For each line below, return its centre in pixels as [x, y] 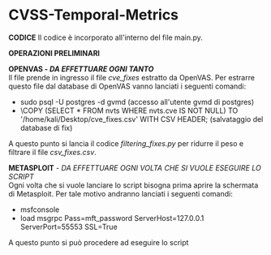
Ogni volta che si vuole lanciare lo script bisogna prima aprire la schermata [133, 185]
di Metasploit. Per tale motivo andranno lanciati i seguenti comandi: [120, 193]
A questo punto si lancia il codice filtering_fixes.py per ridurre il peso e [126, 143]
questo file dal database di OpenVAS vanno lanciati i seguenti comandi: [127, 86]
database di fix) [46, 127]
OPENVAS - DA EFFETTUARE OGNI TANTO [81, 69]
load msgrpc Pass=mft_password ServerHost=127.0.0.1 [112, 218]
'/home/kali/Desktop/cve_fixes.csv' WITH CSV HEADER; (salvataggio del [142, 119]
